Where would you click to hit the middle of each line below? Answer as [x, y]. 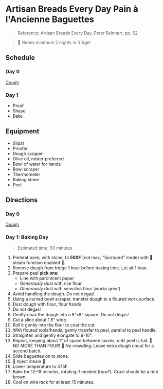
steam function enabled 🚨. [39, 262]
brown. [20, 377]
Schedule [20, 58]
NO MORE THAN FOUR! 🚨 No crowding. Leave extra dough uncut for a [83, 346]
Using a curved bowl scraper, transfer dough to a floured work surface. [84, 299]
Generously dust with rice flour [51, 283]
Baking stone [26, 179]
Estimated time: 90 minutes [45, 248]
